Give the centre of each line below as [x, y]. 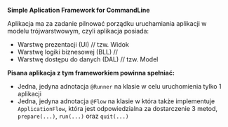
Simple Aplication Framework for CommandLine [79, 10]
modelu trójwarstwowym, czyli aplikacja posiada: [78, 31]
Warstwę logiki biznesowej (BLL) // [67, 52]
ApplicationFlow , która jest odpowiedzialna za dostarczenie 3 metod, [118, 109]
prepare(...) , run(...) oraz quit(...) [73, 116]
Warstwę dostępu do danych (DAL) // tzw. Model [88, 59]
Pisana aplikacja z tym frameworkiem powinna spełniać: [91, 73]
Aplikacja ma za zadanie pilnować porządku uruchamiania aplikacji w [107, 23]
